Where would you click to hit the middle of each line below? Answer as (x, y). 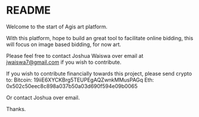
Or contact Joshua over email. (43, 97)
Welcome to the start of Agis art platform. (57, 27)
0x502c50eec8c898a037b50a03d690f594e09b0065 (72, 86)
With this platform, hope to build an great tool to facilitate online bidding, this (100, 38)
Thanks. (16, 109)
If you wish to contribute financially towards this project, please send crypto (99, 73)
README (29, 10)
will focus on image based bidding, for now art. (64, 44)
